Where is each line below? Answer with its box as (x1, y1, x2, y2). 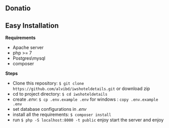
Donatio (5, 4, 31, 13)
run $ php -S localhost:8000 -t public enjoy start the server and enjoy (12, 117, 164, 123)
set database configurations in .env (12, 106, 87, 112)
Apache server (12, 45, 44, 51)
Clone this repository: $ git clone (12, 80, 84, 87)
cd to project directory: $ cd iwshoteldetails (12, 91, 108, 97)
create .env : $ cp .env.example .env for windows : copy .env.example (12, 96, 158, 103)
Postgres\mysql (12, 55, 46, 61)
